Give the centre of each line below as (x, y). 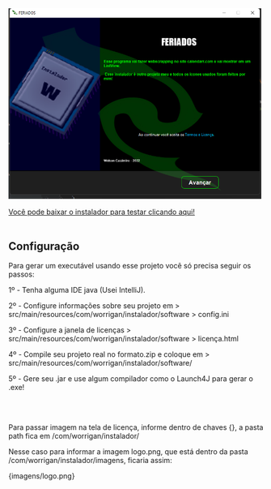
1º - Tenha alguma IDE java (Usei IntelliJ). (77, 290)
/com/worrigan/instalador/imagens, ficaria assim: (90, 461)
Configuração (44, 246)
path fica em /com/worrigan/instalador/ (74, 436)
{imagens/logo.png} (42, 476)
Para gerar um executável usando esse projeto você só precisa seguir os (130, 266)
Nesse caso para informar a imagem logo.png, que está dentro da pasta (128, 452)
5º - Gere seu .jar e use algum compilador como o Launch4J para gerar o (131, 379)
